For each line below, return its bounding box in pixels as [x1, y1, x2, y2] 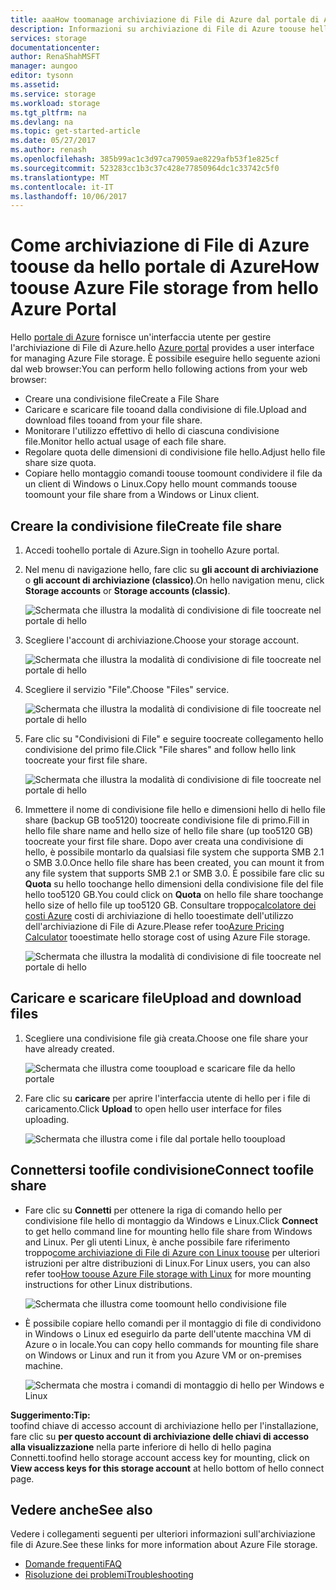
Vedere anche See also [10, 1502, 153, 1519]
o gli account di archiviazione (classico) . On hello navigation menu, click [24, 574, 325, 586]
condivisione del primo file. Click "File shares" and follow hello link [24, 744, 297, 755]
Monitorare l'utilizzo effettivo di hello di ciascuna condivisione [24, 425, 280, 437]
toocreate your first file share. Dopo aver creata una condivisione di [24, 836, 304, 847]
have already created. [24, 1042, 115, 1055]
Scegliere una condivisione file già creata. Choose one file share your [24, 1032, 309, 1044]
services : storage [10, 33, 87, 43]
